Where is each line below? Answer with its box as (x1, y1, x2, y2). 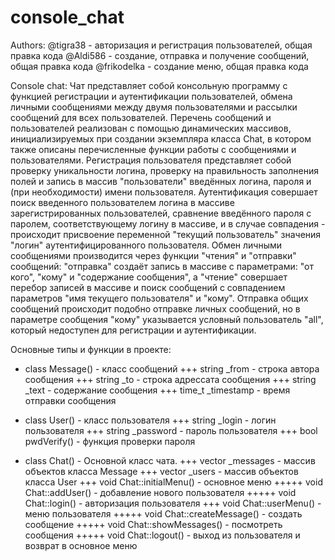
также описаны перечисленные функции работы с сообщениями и (10, 143, 297, 155)
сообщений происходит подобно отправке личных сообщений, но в (10, 302, 301, 315)
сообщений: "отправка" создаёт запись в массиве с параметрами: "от (10, 260, 314, 272)
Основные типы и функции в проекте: (10, 343, 172, 355)
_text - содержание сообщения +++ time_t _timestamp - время (24, 384, 291, 396)
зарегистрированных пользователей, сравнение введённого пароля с (10, 207, 312, 219)
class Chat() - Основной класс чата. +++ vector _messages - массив (24, 454, 316, 466)
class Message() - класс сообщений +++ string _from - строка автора (24, 362, 320, 375)
